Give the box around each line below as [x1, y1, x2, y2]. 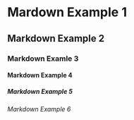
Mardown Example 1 [7, 4, 127, 20]
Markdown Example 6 [7, 105, 71, 114]
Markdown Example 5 [7, 87, 73, 95]
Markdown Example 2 [7, 32, 104, 44]
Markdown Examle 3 [7, 54, 79, 64]
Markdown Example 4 [7, 71, 73, 80]
